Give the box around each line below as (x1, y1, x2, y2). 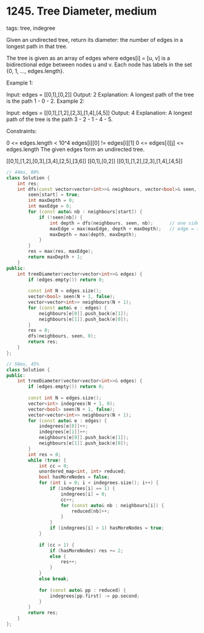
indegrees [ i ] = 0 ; (60, 491, 107, 497)
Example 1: (6, 79, 33, 86)
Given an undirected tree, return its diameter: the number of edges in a (6, 36, 183, 43)
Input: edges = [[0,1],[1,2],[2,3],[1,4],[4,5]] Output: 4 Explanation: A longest (6, 109, 192, 116)
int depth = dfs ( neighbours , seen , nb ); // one (49, 220, 186, 226)
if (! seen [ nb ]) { (38, 214, 83, 220)
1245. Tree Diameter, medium (6, 4, 157, 18)
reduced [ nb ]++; (71, 508, 110, 514)
